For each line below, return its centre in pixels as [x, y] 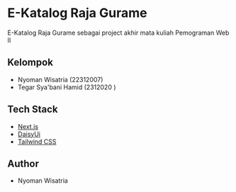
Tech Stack [33, 109]
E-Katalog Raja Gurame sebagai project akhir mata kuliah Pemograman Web [118, 33]
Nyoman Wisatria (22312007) [60, 79]
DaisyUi [29, 134]
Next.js [28, 126]
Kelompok [30, 63]
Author [23, 163]
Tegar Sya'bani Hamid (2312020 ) [67, 87]
